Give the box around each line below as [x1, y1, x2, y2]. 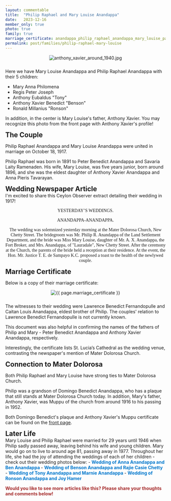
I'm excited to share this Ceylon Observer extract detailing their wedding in [5, 192, 162, 198]
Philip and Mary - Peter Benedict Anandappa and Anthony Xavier [5, 329, 141, 335]
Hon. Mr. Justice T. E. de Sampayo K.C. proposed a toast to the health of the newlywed [7, 253, 164, 258]
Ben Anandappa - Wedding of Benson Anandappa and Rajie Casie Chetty [5, 464, 163, 470]
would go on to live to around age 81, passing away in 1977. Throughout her [5, 448, 163, 454]
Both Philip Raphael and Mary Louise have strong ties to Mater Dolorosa [5, 372, 156, 378]
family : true [5, 31, 33, 36]
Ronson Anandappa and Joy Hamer [5, 475, 82, 481]
